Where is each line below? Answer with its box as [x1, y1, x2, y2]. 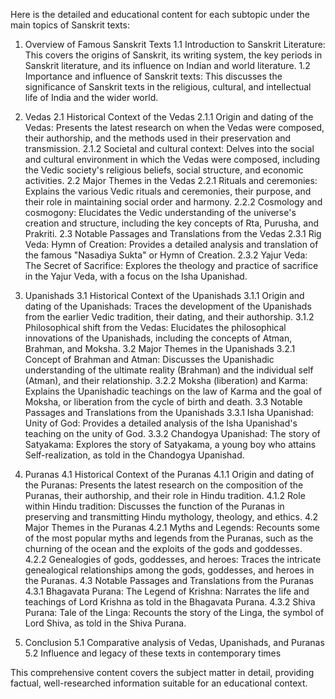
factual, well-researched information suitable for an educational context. [10, 677, 308, 689]
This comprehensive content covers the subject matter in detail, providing [10, 667, 315, 678]
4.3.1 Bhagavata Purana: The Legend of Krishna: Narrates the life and [24, 585, 310, 597]
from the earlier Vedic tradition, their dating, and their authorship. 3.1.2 [24, 311, 315, 323]
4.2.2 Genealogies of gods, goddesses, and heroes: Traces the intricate [24, 554, 322, 565]
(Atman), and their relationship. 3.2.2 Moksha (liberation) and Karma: [24, 375, 308, 386]
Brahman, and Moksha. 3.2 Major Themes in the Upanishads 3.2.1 [24, 343, 296, 354]
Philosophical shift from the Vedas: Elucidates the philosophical [24, 322, 287, 333]
